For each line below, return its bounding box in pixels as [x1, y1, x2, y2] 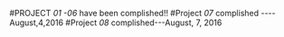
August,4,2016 [9, 17, 64, 28]
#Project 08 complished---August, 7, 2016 [65, 17, 222, 28]
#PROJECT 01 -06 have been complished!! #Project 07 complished [9, 8, 260, 18]
